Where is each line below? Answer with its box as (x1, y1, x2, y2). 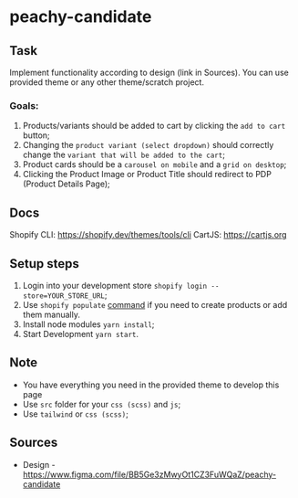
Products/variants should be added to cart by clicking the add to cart (22, 121, 286, 132)
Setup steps (9, 256, 79, 271)
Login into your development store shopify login (22, 280, 208, 291)
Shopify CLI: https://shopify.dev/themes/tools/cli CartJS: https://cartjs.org (9, 229, 287, 240)
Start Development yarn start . (22, 328, 139, 339)
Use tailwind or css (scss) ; (22, 408, 129, 419)
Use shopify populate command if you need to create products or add (22, 299, 288, 310)
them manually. (22, 309, 80, 320)
